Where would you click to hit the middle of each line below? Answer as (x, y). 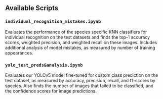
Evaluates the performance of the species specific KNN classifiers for (76, 32)
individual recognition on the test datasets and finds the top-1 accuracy (78, 37)
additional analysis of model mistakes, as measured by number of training (80, 48)
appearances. (19, 53)
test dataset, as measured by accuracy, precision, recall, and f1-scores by (80, 80)
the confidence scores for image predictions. (51, 91)
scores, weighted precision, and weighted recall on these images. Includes (81, 42)
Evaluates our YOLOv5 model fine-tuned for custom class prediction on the (81, 75)
